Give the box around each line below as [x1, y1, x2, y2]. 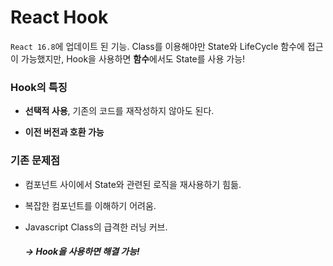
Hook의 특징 [10, 80, 68, 94]
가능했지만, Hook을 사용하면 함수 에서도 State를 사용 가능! [20, 52, 246, 65]
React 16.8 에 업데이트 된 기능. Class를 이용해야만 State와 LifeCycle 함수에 [10, 40, 305, 52]
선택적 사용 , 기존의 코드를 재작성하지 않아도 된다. [24, 105, 215, 117]
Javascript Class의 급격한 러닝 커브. [24, 221, 168, 233]
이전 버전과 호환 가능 [24, 126, 105, 138]
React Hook [10, 6, 109, 29]
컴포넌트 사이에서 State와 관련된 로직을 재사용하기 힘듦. [24, 178, 242, 190]
